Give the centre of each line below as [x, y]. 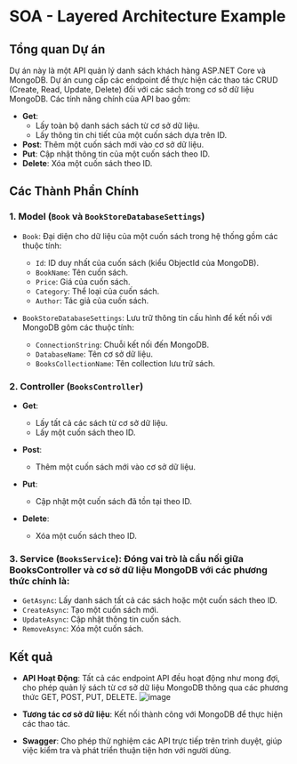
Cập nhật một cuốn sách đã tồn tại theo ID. [114, 501]
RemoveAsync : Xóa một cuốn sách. [83, 629]
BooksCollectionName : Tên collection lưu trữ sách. [125, 363]
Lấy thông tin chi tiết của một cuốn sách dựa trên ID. [131, 135]
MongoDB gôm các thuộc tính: [78, 327]
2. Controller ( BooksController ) [76, 386]
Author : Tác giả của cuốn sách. [92, 301]
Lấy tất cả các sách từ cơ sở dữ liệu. [101, 422]
